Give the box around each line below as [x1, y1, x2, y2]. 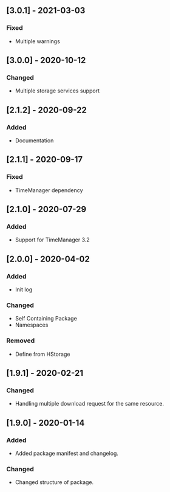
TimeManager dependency [15, 186, 83, 194]
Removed [6, 336, 35, 345]
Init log [15, 286, 33, 293]
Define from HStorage [15, 350, 70, 358]
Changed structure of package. [15, 479, 94, 486]
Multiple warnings [15, 37, 61, 45]
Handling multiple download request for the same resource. [15, 400, 164, 407]
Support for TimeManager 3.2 [15, 236, 90, 243]
